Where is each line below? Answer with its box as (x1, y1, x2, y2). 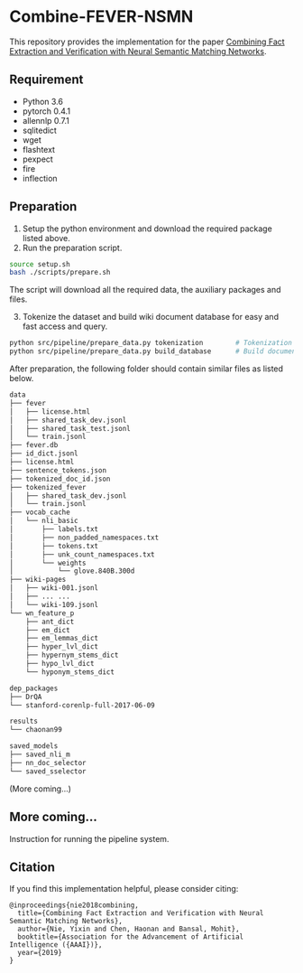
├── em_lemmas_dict (25, 634, 99, 643)
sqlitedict (22, 125, 57, 136)
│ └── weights (9, 558, 87, 567)
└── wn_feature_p (9, 608, 75, 618)
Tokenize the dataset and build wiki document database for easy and (22, 312, 280, 323)
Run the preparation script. (22, 242, 123, 253)
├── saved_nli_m (9, 750, 70, 760)
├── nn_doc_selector (9, 758, 87, 767)
